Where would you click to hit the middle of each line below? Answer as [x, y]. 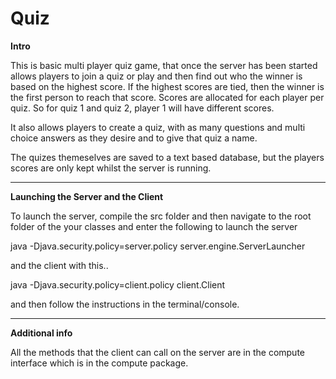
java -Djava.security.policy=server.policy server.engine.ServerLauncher [158, 246]
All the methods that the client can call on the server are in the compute [157, 352]
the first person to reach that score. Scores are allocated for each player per [167, 97]
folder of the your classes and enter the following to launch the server [154, 226]
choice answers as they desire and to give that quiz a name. [134, 138]
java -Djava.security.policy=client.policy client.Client [118, 284]
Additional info [41, 333]
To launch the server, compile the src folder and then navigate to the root [161, 216]
